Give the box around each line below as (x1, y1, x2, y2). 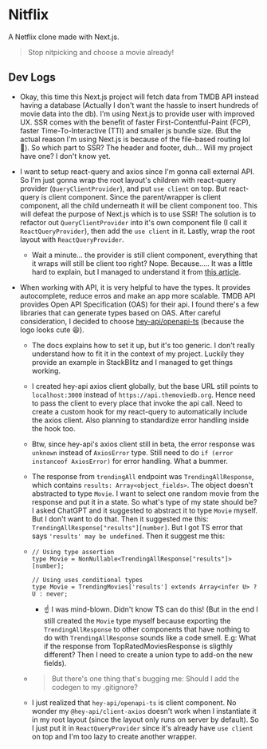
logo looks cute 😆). (19, 325, 85, 335)
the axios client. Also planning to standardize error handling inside (31, 415, 249, 425)
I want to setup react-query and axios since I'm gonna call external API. (19, 166, 255, 176)
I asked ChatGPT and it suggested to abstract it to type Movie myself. (31, 505, 257, 515)
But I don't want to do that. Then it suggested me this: (31, 513, 209, 524)
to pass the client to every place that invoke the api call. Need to (31, 398, 243, 408)
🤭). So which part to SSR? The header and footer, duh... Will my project (19, 142, 253, 153)
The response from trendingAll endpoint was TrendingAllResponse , (31, 471, 254, 481)
